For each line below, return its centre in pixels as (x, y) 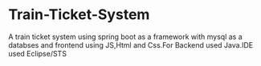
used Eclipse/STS (37, 53)
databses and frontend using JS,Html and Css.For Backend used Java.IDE (131, 45)
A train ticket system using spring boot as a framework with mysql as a (125, 37)
